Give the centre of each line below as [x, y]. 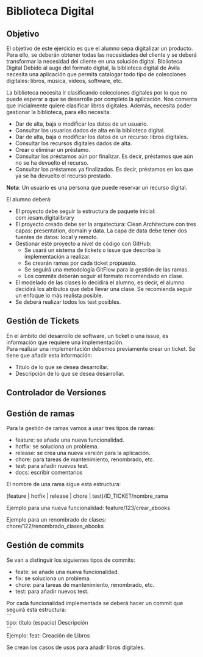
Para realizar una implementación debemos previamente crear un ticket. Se [101, 348]
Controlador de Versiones [56, 393]
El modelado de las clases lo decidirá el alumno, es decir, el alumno [100, 282]
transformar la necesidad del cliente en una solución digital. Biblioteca [94, 61]
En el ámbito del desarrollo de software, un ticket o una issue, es [87, 336]
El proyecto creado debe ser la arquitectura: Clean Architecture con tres [105, 224]
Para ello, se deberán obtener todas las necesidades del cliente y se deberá [101, 55]
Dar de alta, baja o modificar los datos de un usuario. [81, 124]
